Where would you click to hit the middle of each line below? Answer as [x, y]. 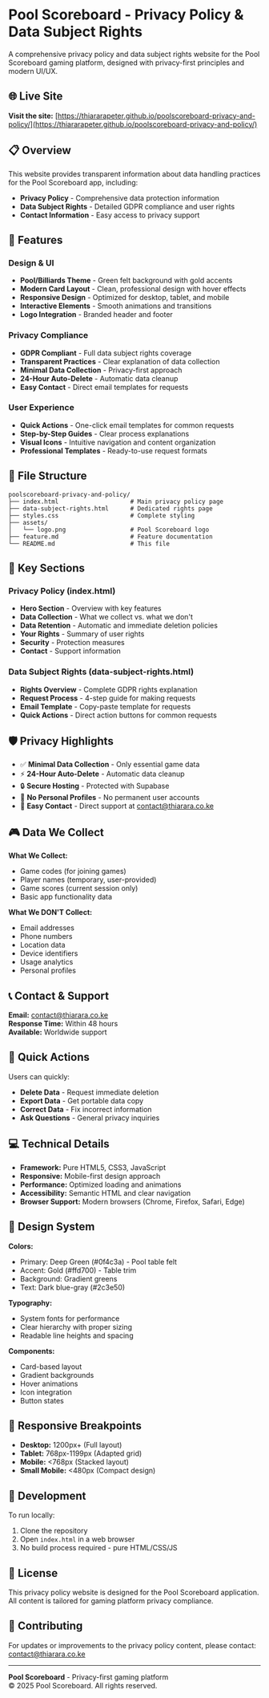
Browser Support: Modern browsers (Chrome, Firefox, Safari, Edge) [132, 1201]
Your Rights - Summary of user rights [82, 634]
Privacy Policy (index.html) [62, 591]
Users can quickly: [39, 1076]
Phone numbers [46, 936]
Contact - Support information [70, 651]
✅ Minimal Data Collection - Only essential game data [110, 765]
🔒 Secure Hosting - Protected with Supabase [94, 786]
